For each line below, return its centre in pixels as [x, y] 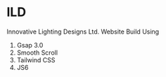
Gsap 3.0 [30, 45]
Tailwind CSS [36, 59]
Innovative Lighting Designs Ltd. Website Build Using [83, 31]
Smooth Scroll [37, 52]
